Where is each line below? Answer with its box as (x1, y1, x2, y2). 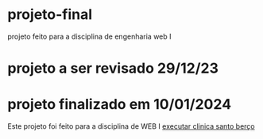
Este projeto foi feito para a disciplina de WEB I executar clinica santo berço (7, 122, 255, 131)
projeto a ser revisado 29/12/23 (7, 59, 219, 77)
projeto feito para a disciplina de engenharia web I (7, 32, 172, 41)
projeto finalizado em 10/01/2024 (7, 96, 232, 114)
